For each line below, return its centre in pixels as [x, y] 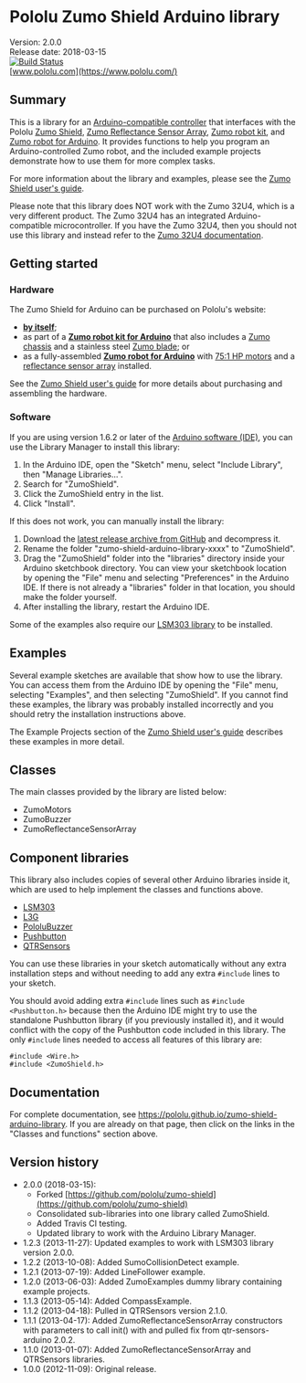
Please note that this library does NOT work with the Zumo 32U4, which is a [152, 206]
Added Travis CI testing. [82, 1223]
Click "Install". [49, 503]
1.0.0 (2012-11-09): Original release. [90, 1368]
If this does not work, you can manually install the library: [117, 521]
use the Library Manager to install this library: [95, 447]
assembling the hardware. [58, 394]
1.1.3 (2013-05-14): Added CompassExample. [107, 1301]
